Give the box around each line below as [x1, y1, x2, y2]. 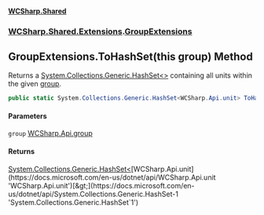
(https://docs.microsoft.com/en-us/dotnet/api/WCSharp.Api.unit [8, 173, 216, 182]
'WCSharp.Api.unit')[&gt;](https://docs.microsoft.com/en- [8, 180, 195, 190]
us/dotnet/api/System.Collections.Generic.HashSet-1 [8, 189, 179, 199]
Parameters [8, 111, 47, 121]
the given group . [8, 79, 61, 89]
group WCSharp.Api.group [8, 129, 93, 138]
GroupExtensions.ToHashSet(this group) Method [8, 49, 253, 63]
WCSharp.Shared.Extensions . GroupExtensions [8, 26, 192, 37]
